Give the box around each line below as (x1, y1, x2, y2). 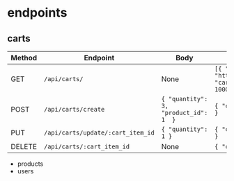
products (17, 160, 44, 168)
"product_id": (161, 109, 208, 117)
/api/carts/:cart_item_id (44, 143, 130, 150)
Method (10, 53, 38, 62)
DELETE (10, 142, 37, 151)
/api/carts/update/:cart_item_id (44, 129, 155, 137)
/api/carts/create (44, 105, 105, 113)
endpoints (7, 5, 68, 21)
